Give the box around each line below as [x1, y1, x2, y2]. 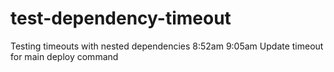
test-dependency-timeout [10, 7, 232, 30]
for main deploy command [10, 50, 119, 62]
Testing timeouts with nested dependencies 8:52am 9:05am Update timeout [10, 40, 324, 52]
